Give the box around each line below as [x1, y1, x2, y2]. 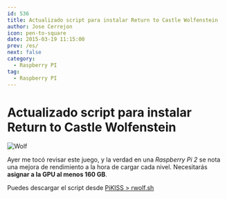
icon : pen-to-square [7, 29, 67, 37]
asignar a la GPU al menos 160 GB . [7, 171, 107, 179]
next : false [7, 49, 42, 56]
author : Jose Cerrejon [7, 23, 73, 30]
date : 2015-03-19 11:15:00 [7, 36, 85, 43]
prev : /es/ [7, 42, 39, 49]
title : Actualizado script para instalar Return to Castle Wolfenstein [7, 17, 218, 24]
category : [7, 55, 36, 62]
